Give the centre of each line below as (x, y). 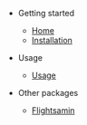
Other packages (48, 93)
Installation (52, 40)
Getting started (46, 13)
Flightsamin (53, 111)
